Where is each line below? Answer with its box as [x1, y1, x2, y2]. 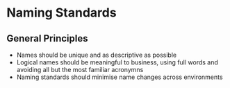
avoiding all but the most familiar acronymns [16, 66, 144, 73]
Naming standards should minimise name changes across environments [16, 73, 223, 81]
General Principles [6, 33, 88, 44]
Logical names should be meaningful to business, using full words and [16, 58, 218, 67]
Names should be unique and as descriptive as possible [16, 51, 177, 59]
